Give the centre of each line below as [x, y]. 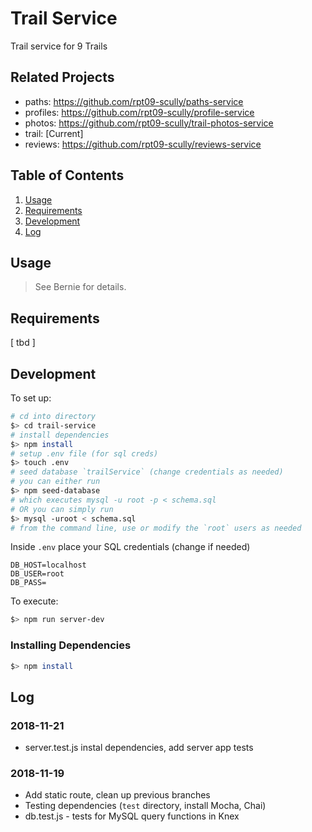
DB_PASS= [28, 583]
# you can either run [55, 482]
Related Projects [62, 77]
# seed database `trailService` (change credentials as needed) [147, 472]
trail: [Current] [54, 133]
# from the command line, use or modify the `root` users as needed [156, 528]
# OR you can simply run [62, 509]
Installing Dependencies [71, 645]
